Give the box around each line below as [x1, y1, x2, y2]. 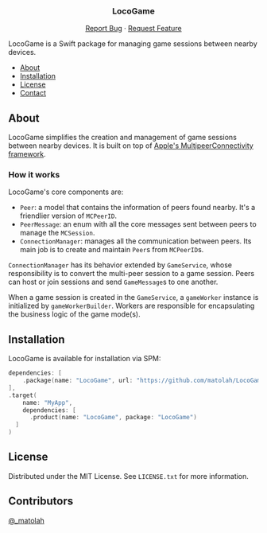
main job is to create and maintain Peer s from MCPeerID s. [19, 245, 204, 255]
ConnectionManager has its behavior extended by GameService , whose [8, 260, 233, 270]
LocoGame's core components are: [8, 187, 124, 196]
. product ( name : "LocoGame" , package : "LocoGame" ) [29, 414, 197, 422]
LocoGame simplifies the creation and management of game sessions [8, 133, 237, 142]
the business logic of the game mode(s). [8, 309, 141, 319]
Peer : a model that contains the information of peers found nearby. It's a [19, 203, 256, 212]
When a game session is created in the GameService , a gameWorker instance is [8, 293, 259, 302]
